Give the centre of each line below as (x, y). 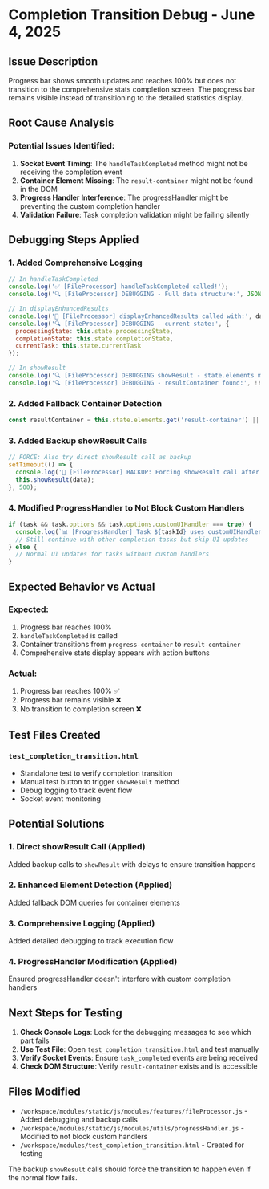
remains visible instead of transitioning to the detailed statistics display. (126, 98)
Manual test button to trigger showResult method (100, 781)
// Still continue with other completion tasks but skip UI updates (132, 540)
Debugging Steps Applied (74, 240)
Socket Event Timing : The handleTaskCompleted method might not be (134, 163)
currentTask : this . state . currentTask (78, 346)
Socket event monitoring (60, 798)
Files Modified (45, 1091)
